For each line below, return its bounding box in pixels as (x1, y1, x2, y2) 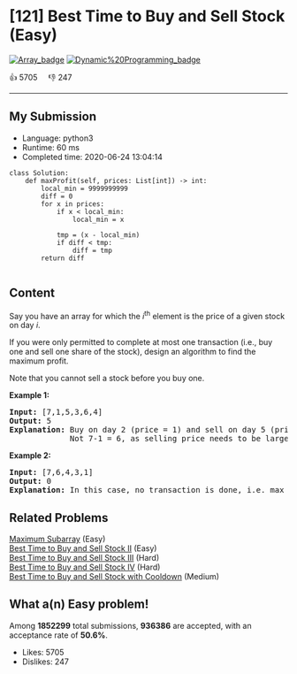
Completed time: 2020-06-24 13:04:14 (21, 151, 164, 162)
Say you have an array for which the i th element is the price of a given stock (9, 309, 286, 321)
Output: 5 (9, 416, 51, 426)
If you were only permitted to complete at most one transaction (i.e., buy (9, 337, 273, 348)
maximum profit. (9, 356, 69, 366)
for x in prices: (41, 199, 104, 209)
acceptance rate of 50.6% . (9, 630, 109, 640)
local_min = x (72, 215, 125, 224)
